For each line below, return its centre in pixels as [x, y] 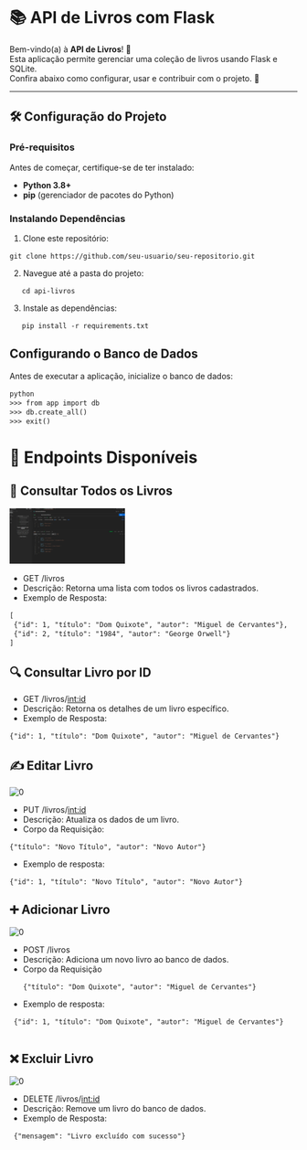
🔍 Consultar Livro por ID [80, 672]
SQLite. [23, 69]
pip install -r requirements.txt [85, 325]
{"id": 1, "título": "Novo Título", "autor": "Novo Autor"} [127, 882]
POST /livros [46, 949]
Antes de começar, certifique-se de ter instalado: [102, 167]
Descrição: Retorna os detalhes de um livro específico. [126, 708]
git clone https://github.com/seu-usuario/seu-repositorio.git [132, 256]
